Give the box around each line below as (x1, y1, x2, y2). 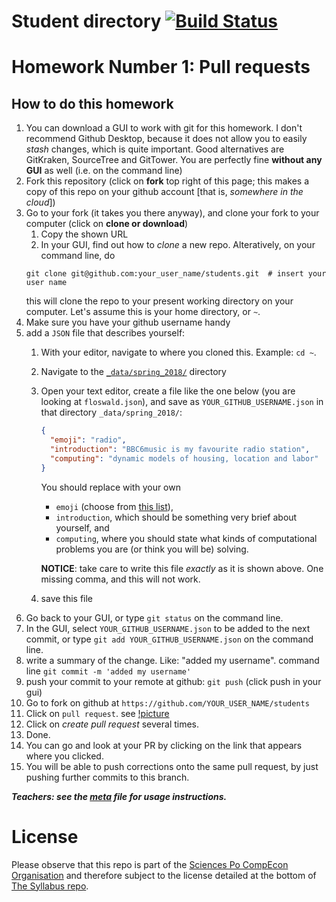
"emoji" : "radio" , (49, 435, 127, 445)
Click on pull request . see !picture (25, 707, 170, 719)
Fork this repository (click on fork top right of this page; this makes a (25, 175, 309, 187)
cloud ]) (25, 196, 56, 209)
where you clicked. (25, 750, 104, 762)
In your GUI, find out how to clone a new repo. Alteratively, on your (40, 239, 316, 251)
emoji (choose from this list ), (55, 500, 174, 512)
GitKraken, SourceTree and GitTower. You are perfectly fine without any (25, 154, 323, 166)
